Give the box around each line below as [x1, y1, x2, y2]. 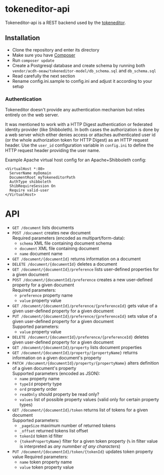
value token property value [19, 464, 74, 470]
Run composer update [12, 57, 55, 63]
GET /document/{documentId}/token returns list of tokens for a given [12, 407, 148, 413]
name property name [19, 375, 60, 381]
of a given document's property [12, 365, 77, 371]
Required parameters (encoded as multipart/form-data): [12, 235, 125, 241]
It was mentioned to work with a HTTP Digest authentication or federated [5, 122, 153, 127]
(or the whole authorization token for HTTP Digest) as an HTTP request [5, 137, 148, 143]
